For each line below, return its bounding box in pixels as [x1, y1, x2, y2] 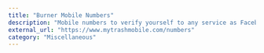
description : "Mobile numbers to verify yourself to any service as [8, 19, 237, 26]
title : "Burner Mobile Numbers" [8, 11, 114, 19]
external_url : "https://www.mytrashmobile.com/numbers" [8, 26, 195, 34]
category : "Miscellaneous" [8, 33, 97, 41]
